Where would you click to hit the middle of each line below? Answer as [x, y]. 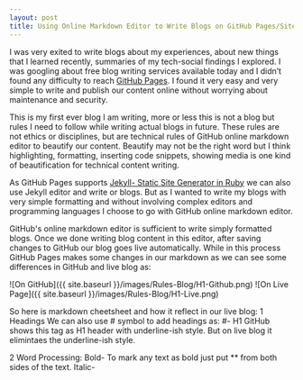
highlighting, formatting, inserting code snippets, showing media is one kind [150, 155]
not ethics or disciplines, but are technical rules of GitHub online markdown [149, 136]
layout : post [34, 18]
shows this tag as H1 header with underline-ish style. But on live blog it [141, 330]
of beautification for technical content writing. [95, 165]
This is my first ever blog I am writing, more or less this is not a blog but [142, 117]
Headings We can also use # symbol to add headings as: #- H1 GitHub [140, 321]
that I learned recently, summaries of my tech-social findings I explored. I [145, 61]
